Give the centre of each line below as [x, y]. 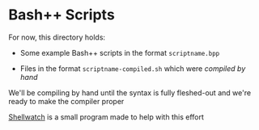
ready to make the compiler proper [66, 101]
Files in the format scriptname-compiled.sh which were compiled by [133, 68]
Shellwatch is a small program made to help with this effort [106, 117]
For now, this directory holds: [57, 37]
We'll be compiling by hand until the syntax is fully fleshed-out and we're [130, 92]
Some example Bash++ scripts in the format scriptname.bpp [120, 52]
